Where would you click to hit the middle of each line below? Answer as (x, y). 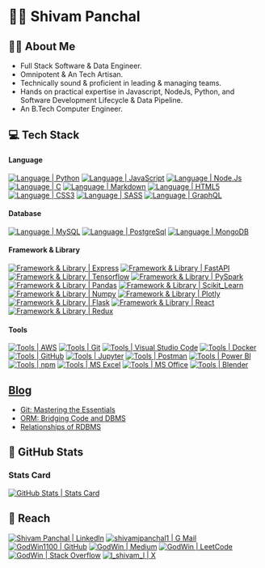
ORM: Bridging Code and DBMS (73, 418)
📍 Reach (29, 518)
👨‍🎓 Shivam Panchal (74, 17)
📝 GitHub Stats (46, 452)
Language (25, 159)
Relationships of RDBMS (61, 427)
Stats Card (29, 475)
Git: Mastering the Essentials (67, 410)
